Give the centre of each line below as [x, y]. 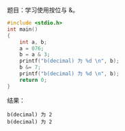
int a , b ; [33, 42]
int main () [23, 29]
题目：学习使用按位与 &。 [43, 10]
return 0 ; [33, 80]
